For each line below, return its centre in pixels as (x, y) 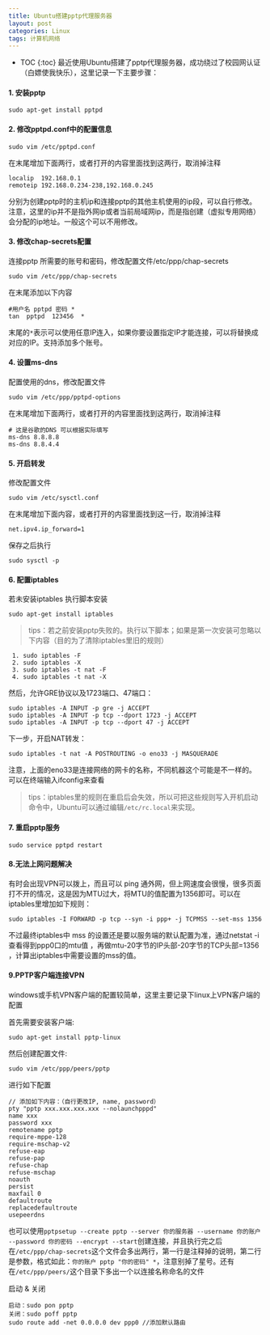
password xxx (30, 1123)
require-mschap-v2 (39, 1144)
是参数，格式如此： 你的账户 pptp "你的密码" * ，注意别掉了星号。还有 (121, 1261)
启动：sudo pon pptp (41, 1306)
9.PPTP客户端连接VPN (46, 975)
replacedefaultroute (43, 1208)
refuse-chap (28, 1166)
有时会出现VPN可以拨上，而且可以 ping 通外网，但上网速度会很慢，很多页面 (135, 884)
